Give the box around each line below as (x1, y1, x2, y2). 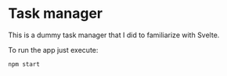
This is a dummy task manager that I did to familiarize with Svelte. (8, 30, 220, 40)
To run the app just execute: (8, 45, 99, 54)
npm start (8, 60, 41, 68)
